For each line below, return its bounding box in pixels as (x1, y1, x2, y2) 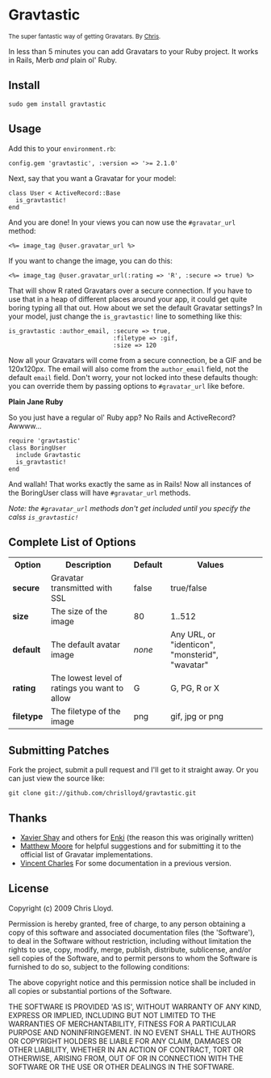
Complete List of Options (8, 535, 136, 549)
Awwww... (8, 421, 42, 430)
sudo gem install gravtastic (8, 99, 106, 108)
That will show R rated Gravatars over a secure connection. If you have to (8, 285, 252, 295)
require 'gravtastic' (8, 437, 81, 445)
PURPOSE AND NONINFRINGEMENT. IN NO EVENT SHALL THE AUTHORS (8, 1027, 256, 1037)
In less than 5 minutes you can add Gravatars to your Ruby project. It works (8, 46, 259, 56)
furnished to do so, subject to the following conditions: (8, 962, 190, 971)
